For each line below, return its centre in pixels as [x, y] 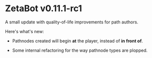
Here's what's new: [25, 31]
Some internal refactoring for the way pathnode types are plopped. [80, 50]
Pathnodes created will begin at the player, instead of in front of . [77, 41]
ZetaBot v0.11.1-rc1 [44, 9]
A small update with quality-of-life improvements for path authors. [72, 22]
